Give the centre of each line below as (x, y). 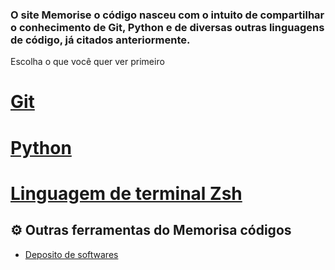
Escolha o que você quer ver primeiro (87, 62)
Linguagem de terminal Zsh (126, 193)
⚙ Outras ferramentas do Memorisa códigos (151, 230)
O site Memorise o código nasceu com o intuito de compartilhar (167, 15)
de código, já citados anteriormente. (100, 40)
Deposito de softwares (71, 254)
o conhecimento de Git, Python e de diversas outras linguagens (167, 27)
